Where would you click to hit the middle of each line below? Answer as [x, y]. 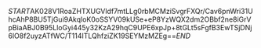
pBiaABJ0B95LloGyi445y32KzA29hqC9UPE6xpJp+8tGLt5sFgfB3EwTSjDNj [130, 27]
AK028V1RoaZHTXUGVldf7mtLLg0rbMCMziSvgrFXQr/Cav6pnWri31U [141, 11]
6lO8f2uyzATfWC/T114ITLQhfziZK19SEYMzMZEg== [92, 36]
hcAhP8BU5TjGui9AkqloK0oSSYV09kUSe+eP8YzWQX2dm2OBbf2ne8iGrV [130, 19]
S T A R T [19, 11]
